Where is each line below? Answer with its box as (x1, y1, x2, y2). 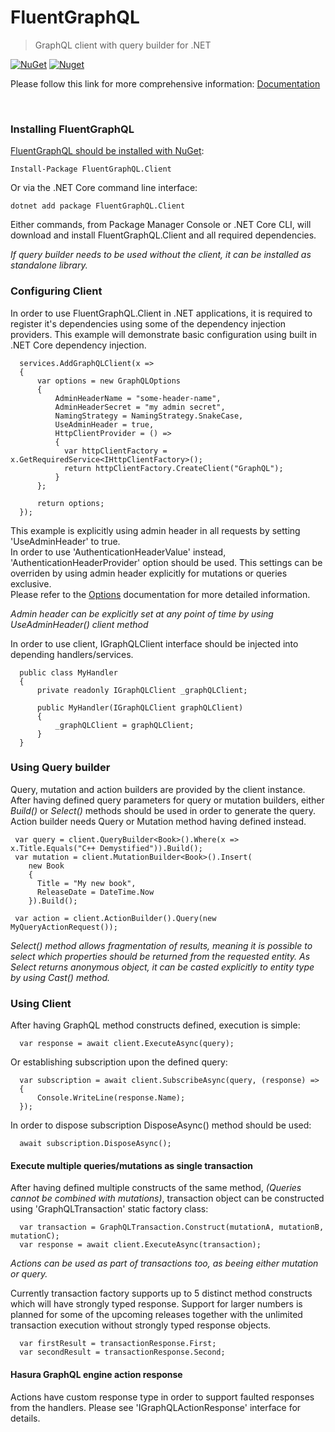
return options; (36, 498, 105, 508)
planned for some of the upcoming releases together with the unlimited (10, 1309, 303, 1321)
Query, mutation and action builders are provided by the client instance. (10, 783, 306, 795)
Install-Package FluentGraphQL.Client (10, 164, 172, 175)
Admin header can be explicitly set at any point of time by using (10, 607, 274, 620)
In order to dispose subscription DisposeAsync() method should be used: (10, 1119, 312, 1131)
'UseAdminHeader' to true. (10, 535, 121, 547)
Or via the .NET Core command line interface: (10, 182, 198, 194)
